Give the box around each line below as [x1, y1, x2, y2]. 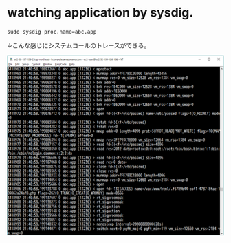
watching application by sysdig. [7, 5, 194, 21]
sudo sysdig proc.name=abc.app [7, 28, 97, 35]
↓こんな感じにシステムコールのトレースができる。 [7, 41, 151, 50]
